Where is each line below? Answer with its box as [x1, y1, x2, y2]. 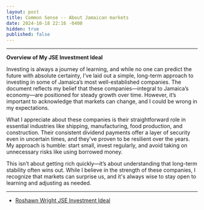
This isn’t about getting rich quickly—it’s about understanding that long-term [6, 160, 197, 168]
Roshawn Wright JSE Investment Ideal [15, 197, 110, 204]
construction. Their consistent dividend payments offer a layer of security [6, 129, 191, 137]
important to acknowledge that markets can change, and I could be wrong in [6, 98, 197, 105]
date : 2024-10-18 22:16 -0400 [6, 20, 83, 26]
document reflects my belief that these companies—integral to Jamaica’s [6, 85, 189, 92]
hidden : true [6, 25, 39, 32]
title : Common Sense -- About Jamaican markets [6, 15, 129, 21]
